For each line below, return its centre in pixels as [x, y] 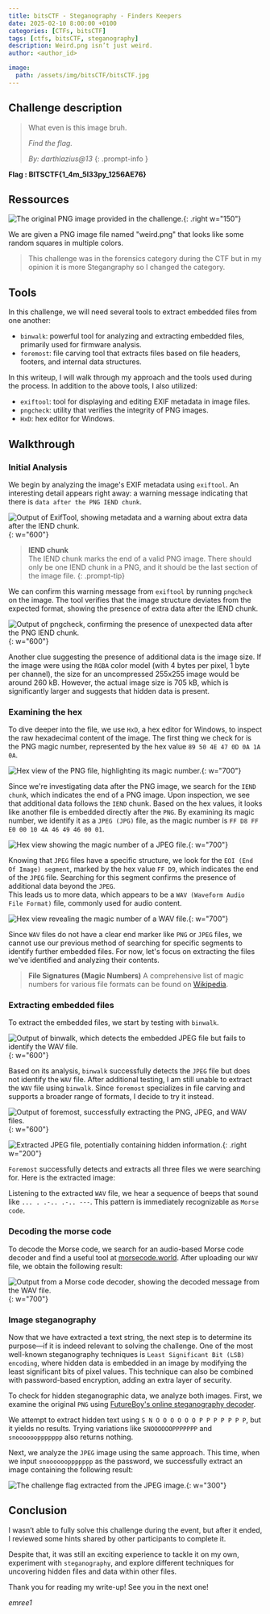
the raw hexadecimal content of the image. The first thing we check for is [130, 738]
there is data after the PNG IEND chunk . [75, 501]
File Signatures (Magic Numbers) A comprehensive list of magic [136, 976]
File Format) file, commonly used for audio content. [96, 903]
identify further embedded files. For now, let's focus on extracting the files [132, 952]
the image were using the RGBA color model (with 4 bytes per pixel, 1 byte [129, 665]
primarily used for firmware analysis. [81, 345]
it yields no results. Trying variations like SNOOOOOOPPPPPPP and [110, 1429]
